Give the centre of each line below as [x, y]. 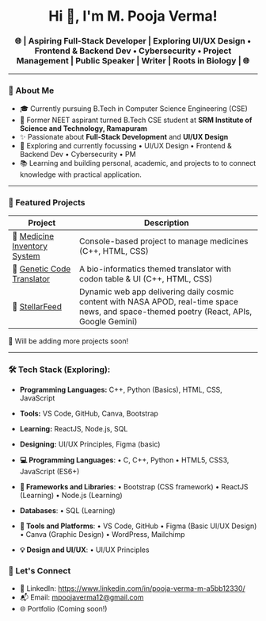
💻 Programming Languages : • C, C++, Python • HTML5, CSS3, [124, 460]
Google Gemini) [108, 322]
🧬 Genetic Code [42, 269]
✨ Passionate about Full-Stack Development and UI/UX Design [124, 136]
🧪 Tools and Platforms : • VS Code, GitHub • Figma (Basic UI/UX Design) [138, 526]
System [27, 256]
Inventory [30, 247]
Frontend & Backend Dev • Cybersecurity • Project [133, 51]
